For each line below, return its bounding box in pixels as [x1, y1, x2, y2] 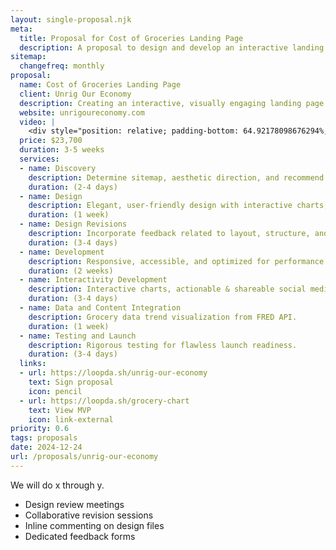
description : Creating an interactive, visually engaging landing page [19, 98, 325, 108]
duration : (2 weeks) [28, 266, 114, 276]
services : [19, 154, 60, 164]
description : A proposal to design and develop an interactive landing [19, 42, 325, 53]
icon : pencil [28, 386, 83, 396]
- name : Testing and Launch [19, 331, 137, 341]
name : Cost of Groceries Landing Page [19, 80, 182, 90]
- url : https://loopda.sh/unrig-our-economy [19, 368, 208, 378]
